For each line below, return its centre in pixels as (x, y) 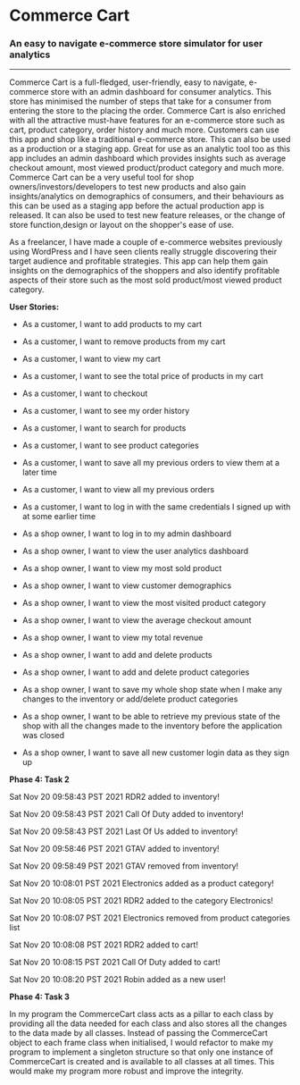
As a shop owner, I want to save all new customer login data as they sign (156, 753)
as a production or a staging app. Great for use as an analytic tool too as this (150, 149)
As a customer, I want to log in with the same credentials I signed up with (156, 507)
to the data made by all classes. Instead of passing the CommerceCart (138, 1033)
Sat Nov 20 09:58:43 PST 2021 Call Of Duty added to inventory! (126, 814)
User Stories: (34, 307)
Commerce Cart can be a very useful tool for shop (102, 177)
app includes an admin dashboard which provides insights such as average (148, 158)
